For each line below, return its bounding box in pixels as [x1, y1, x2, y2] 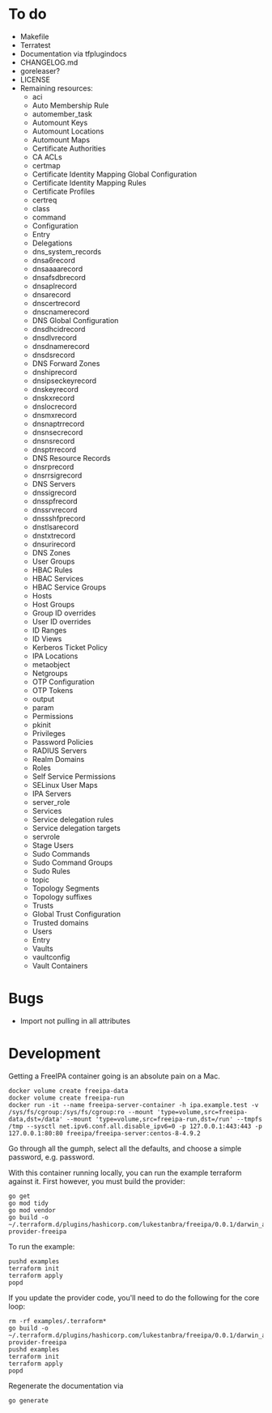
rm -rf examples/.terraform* [8, 1317, 107, 1325]
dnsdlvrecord [32, 333, 77, 343]
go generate [8, 1396, 49, 1405]
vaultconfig [32, 952, 70, 962]
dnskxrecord [32, 393, 75, 402]
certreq [32, 195, 57, 205]
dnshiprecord [32, 367, 78, 377]
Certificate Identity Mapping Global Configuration [32, 169, 198, 179]
